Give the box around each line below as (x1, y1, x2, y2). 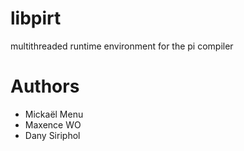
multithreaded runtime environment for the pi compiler (10, 40, 234, 52)
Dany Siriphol (24, 129, 81, 141)
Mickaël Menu (24, 108, 84, 120)
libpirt (10, 7, 62, 30)
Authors (10, 75, 80, 98)
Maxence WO (24, 118, 82, 131)
